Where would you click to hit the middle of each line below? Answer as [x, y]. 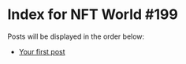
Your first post [42, 51]
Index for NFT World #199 [93, 15]
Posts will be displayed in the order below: [76, 36]
